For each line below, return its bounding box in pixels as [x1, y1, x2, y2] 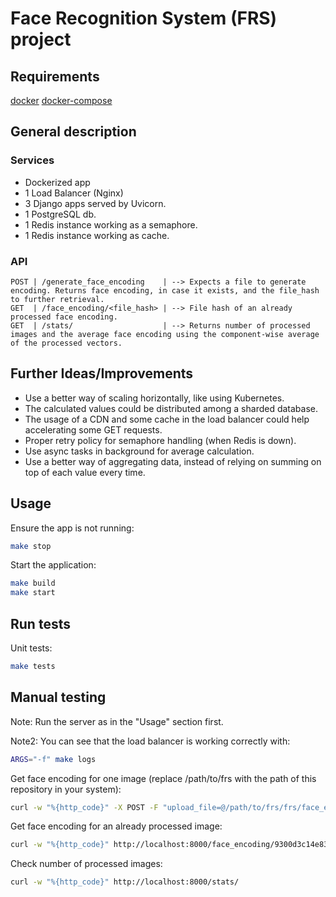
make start [10, 588, 56, 598]
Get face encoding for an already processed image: [10, 820, 223, 832]
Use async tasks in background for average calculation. [24, 445, 255, 457]
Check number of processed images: [10, 858, 163, 870]
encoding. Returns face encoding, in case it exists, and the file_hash [10, 285, 320, 296]
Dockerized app [24, 176, 91, 188]
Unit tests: [10, 642, 53, 654]
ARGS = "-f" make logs [10, 754, 97, 764]
